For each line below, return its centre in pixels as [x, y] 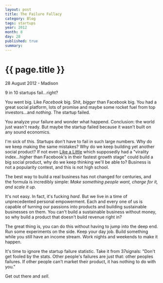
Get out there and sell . [27, 276]
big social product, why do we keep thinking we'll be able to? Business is [78, 162]
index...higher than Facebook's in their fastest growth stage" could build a [79, 157]
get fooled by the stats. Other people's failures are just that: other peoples [79, 256]
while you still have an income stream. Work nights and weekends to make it [81, 236]
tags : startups [20, 23]
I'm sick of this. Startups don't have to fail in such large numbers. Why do [79, 141]
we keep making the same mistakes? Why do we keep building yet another [80, 147]
